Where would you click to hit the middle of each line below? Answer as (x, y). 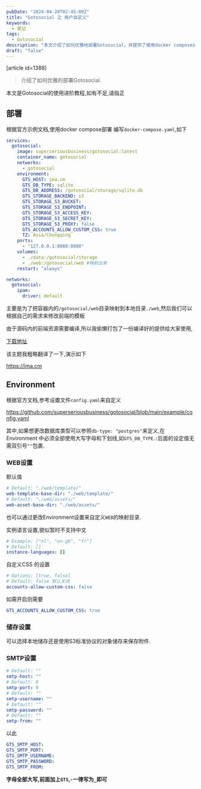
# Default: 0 (22, 682)
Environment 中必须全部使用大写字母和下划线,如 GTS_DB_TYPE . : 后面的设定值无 (100, 438)
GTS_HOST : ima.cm (44, 179)
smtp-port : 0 (22, 688)
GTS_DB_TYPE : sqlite (48, 185)
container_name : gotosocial (52, 157)
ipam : (24, 291)
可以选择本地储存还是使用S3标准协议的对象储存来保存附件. (78, 641)
